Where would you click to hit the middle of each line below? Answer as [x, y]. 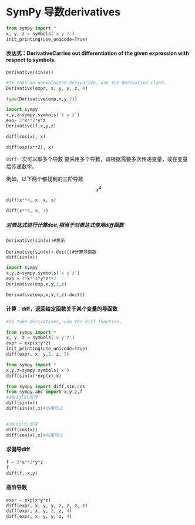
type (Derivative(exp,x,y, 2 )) [42, 99]
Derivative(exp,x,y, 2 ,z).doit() [46, 295]
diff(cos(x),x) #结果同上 [35, 435]
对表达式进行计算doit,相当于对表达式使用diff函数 [65, 225]
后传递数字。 [21, 166]
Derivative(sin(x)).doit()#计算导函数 [51, 252]
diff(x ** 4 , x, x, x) [31, 200]
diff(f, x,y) [22, 473]
